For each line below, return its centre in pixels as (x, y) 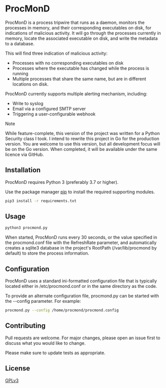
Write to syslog (28, 103)
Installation (23, 170)
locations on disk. (30, 84)
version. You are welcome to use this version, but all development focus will (83, 144)
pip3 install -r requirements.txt (41, 201)
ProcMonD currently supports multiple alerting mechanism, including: (76, 94)
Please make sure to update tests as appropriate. (55, 353)
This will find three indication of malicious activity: (56, 53)
